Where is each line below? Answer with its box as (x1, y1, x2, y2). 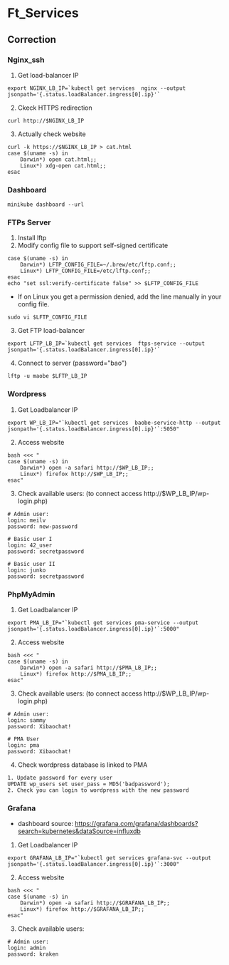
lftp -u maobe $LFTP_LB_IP (7, 373, 87, 380)
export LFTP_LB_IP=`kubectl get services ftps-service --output (7, 340, 205, 347)
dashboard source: (17, 820, 73, 828)
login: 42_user (7, 542, 53, 549)
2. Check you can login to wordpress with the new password (7, 787, 190, 794)
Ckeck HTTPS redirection (17, 103, 92, 112)
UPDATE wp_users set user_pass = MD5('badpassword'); (7, 780, 171, 788)
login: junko (7, 567, 46, 574)
